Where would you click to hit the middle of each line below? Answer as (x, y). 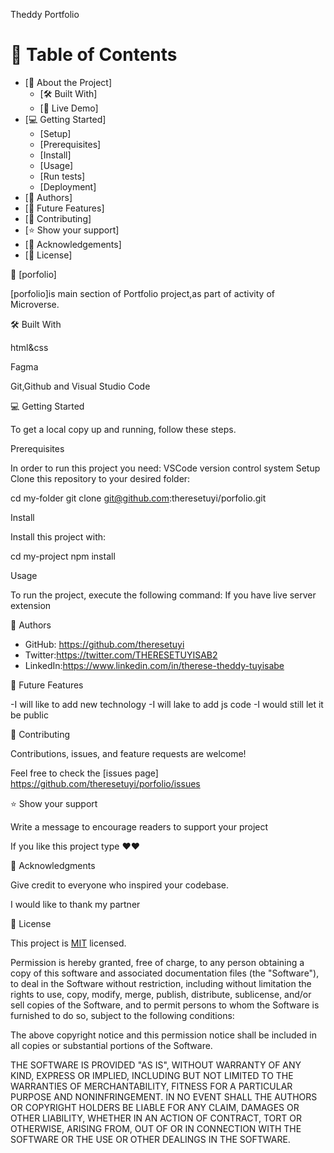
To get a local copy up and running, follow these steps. (123, 429)
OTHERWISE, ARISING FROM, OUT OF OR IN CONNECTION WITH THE (156, 1128)
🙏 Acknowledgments (53, 865)
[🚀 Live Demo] (69, 108)
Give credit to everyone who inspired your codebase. (120, 885)
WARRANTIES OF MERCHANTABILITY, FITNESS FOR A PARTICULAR (151, 1086)
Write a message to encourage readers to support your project (139, 826)
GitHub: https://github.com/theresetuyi (104, 644)
